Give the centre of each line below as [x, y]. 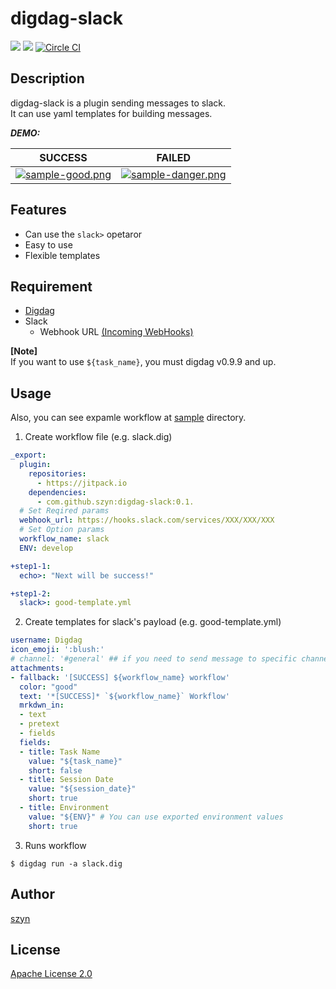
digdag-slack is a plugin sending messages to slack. [118, 103]
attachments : [37, 668]
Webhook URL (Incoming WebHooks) [116, 332]
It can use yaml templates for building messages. [111, 113]
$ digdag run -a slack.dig [66, 863]
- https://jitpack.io [82, 483]
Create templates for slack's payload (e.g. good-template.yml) [153, 622]
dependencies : [57, 492]
